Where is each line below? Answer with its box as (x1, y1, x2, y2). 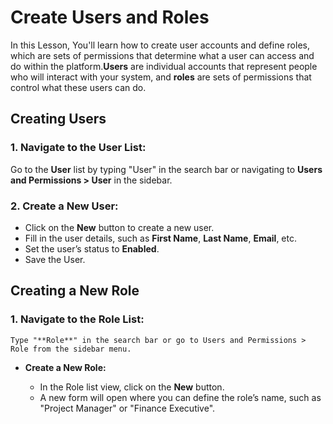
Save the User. (24, 253, 86, 265)
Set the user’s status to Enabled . (24, 242, 160, 255)
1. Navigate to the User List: (10, 141, 147, 155)
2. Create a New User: (10, 199, 119, 213)
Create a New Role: (24, 361, 107, 373)
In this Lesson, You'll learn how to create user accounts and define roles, (10, 39, 310, 51)
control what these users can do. (10, 81, 147, 93)
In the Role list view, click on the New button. (39, 381, 225, 393)
